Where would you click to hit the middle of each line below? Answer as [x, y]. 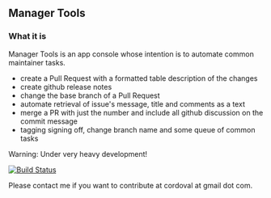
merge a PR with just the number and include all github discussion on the [142, 112]
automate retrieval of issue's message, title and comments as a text [132, 103]
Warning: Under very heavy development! [78, 154]
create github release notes [66, 86]
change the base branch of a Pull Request [90, 95]
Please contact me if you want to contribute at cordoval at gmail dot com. [131, 185]
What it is [28, 36]
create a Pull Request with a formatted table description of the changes [139, 78]
